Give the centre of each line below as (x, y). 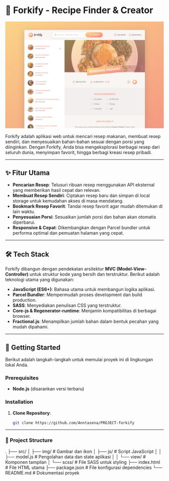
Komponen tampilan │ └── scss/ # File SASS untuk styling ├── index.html (83, 462)
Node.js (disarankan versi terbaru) (48, 389)
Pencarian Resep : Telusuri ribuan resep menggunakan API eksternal (83, 185)
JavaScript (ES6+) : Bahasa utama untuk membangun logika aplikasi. (84, 290)
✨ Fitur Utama (28, 173)
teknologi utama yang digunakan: (40, 280)
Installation (19, 402)
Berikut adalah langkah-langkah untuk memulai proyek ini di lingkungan (79, 359)
